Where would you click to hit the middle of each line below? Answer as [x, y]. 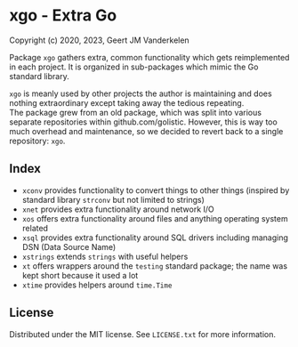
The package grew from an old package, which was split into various [136, 112]
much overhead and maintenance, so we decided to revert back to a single [146, 131]
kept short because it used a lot [80, 275]
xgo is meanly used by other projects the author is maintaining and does [141, 93]
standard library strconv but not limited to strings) [113, 199]
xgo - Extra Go [63, 16]
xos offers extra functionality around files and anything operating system [155, 218]
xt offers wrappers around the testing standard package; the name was [154, 266]
